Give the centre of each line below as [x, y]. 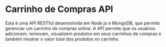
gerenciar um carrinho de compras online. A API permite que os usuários [80, 28]
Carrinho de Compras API [59, 9]
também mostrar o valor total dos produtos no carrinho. [62, 39]
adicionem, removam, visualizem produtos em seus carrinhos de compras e [83, 33]
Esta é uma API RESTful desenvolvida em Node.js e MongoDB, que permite [82, 23]
